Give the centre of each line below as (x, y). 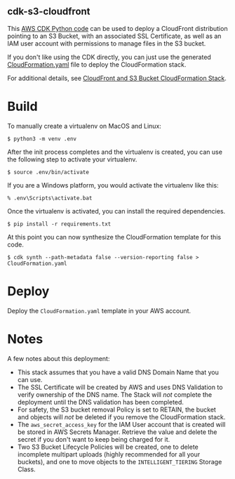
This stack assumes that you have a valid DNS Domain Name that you (118, 372)
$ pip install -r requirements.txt (59, 224)
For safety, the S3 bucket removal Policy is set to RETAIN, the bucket (116, 409)
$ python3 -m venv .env (42, 139)
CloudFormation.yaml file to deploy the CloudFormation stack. (97, 64)
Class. (27, 469)
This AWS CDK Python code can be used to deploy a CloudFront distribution (117, 28)
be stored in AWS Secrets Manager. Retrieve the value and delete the (117, 432)
